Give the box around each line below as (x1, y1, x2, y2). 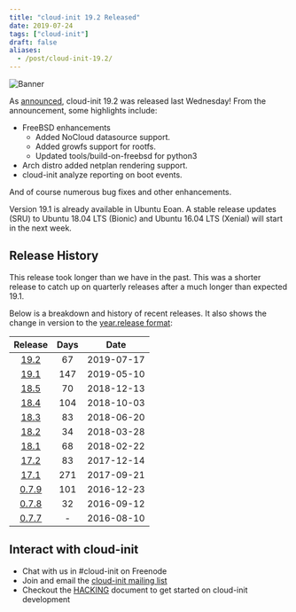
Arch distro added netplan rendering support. (21, 161, 188, 170)
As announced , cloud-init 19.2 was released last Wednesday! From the (9, 96, 267, 106)
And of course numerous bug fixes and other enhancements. (9, 187, 232, 197)
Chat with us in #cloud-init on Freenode (21, 565, 167, 577)
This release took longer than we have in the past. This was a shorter (9, 271, 261, 282)
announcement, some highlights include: (9, 106, 158, 115)
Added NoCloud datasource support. (35, 132, 171, 142)
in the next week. (9, 223, 73, 233)
